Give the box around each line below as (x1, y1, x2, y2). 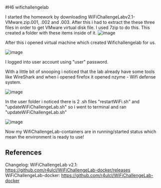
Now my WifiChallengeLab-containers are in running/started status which (5, 128, 157, 134)
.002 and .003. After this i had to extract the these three (40, 19, 155, 25)
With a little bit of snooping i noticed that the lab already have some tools (5, 68, 155, 74)
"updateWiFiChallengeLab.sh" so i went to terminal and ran (5, 104, 127, 109)
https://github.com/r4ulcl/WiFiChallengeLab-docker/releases (5, 167, 131, 173)
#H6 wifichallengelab (5, 4, 49, 10)
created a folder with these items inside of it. (5, 30, 97, 35)
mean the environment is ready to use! (5, 134, 84, 139)
